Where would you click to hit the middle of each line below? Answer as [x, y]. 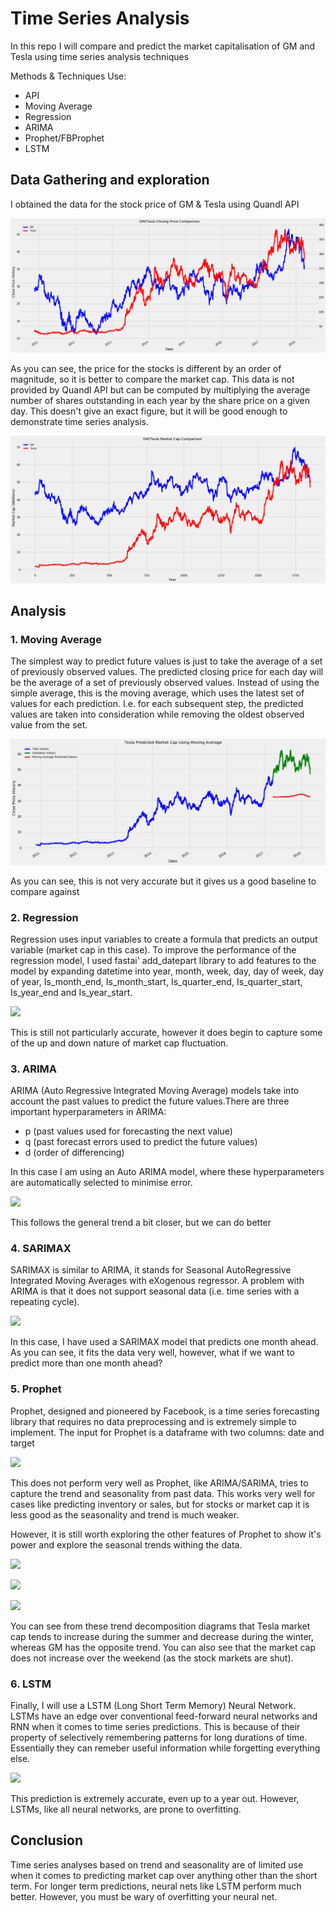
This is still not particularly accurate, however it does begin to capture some [166, 1032]
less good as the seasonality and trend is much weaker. [125, 1514]
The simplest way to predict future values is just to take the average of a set [166, 661]
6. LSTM [31, 1684]
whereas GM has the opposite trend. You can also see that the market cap [163, 1647]
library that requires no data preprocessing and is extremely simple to [153, 1421]
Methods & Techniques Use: [68, 76]
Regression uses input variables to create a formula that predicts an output [164, 939]
